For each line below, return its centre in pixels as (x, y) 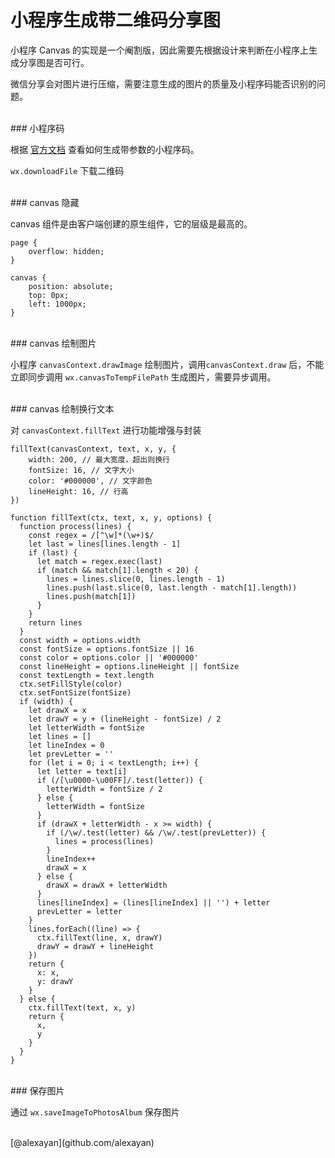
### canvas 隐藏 (45, 202)
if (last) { (53, 552)
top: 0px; (49, 295)
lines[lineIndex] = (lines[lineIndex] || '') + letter (153, 902)
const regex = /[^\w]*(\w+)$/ (91, 535)
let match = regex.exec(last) (99, 561)
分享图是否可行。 (54, 62)
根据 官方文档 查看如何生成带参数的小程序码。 (105, 149)
